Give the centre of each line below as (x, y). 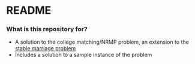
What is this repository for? (47, 29)
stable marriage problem (45, 48)
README (29, 10)
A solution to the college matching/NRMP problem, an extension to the (102, 42)
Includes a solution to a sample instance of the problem (83, 55)
